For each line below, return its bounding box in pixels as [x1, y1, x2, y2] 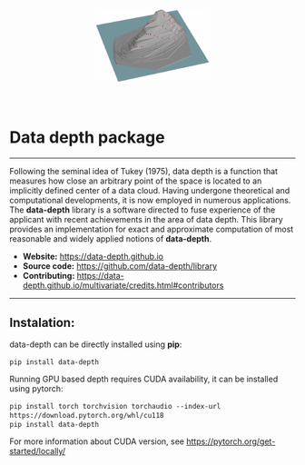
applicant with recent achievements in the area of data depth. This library [9, 214, 283, 225]
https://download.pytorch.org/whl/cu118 [9, 411, 165, 420]
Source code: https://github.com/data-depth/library [22, 261, 218, 272]
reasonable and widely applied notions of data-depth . [9, 233, 212, 244]
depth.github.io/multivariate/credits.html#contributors [22, 280, 224, 291]
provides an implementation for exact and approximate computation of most [9, 223, 294, 235]
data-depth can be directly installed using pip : [9, 339, 182, 350]
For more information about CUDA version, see [9, 436, 184, 447]
